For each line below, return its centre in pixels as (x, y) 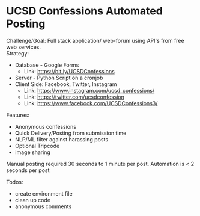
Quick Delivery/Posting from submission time (71, 133)
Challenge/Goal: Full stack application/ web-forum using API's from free (95, 40)
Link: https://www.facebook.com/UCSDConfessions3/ (91, 103)
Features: (18, 115)
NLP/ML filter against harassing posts (62, 139)
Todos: (15, 182)
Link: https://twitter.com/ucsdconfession (74, 97)
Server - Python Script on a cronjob (59, 78)
